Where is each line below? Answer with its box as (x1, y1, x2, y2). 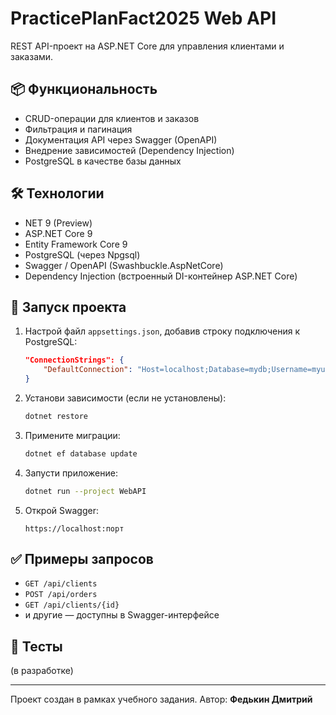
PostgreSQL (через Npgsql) (24, 248, 141, 261)
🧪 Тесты (10, 638, 63, 655)
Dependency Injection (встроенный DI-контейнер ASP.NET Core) (24, 270, 298, 282)
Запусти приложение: (24, 467, 118, 479)
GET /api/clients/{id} (24, 600, 120, 611)
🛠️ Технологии (10, 185, 105, 202)
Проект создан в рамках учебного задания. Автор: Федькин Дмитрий (10, 693, 313, 706)
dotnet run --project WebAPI (24, 486, 147, 496)
